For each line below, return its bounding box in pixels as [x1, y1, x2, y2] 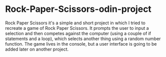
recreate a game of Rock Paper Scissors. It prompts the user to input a [5, 25, 149, 31]
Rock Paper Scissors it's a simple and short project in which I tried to [5, 20, 146, 26]
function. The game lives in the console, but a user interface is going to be [5, 41, 157, 47]
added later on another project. [5, 46, 69, 52]
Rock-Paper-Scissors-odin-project [5, 3, 152, 15]
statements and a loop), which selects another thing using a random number [5, 36, 161, 42]
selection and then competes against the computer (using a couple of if [5, 30, 151, 36]
